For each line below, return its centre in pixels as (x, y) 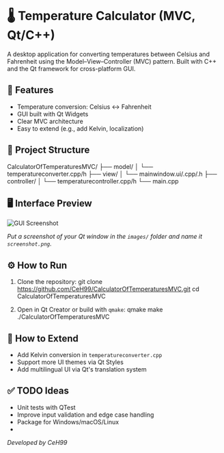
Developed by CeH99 (37, 442)
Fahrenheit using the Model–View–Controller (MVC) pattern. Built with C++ (112, 61)
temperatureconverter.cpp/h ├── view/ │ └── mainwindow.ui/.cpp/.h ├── (112, 174)
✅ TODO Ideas (38, 391)
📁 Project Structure (48, 150)
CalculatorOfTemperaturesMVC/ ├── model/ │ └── (80, 166)
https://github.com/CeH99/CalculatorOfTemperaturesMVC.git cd (108, 289)
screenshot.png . (30, 244)
